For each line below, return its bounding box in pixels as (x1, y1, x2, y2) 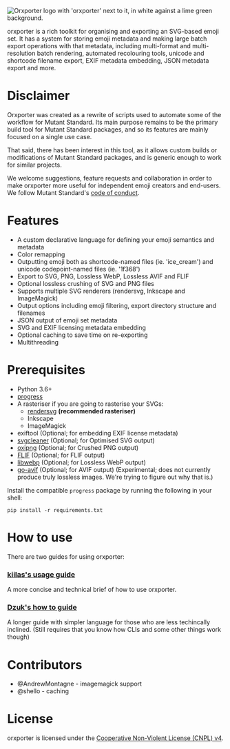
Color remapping (17, 250, 65, 258)
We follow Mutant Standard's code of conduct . (7, 188, 140, 196)
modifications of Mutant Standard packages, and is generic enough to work (7, 153, 222, 161)
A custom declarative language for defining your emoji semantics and (17, 235, 215, 244)
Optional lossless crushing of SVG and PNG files (17, 279, 155, 287)
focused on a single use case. (7, 132, 92, 141)
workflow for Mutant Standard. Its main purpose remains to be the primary (7, 118, 218, 126)
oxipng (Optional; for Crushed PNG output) (17, 443, 139, 451)
